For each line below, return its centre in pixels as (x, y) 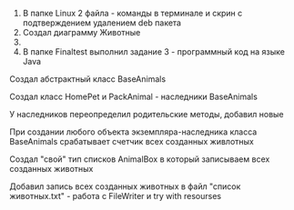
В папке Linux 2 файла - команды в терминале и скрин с (132, 13)
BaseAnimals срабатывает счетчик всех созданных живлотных (132, 141)
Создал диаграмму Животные (81, 32)
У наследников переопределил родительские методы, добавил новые (147, 114)
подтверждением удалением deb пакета (102, 23)
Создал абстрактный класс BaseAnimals (88, 79)
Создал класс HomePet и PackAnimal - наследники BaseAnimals (133, 96)
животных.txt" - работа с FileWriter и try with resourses (115, 196)
